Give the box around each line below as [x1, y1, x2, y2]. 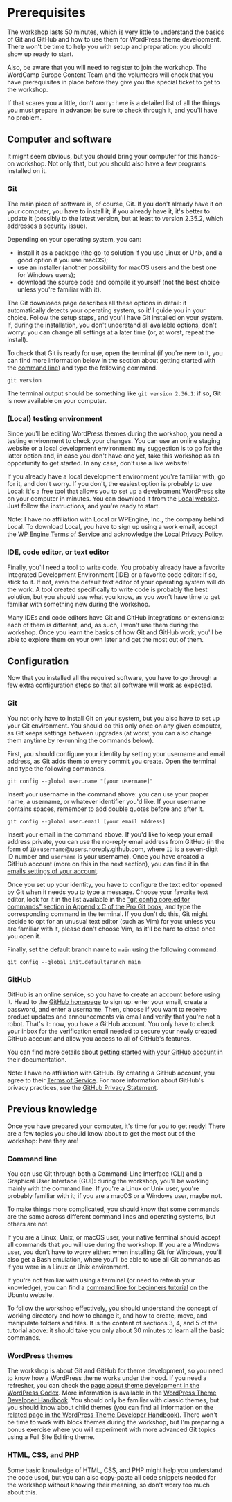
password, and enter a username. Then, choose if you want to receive [7, 1005, 208, 1014]
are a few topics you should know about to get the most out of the [7, 1129, 195, 1137]
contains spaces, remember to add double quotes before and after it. [7, 805, 204, 813]
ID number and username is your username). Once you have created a [7, 852, 204, 860]
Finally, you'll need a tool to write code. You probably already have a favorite [7, 563, 225, 571]
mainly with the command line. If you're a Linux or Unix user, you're [7, 1184, 199, 1192]
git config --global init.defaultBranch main [7, 958, 141, 965]
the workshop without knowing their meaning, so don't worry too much [7, 1481, 210, 1489]
